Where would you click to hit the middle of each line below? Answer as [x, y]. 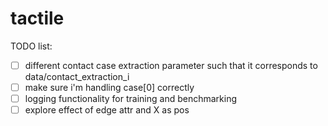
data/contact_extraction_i [77, 76]
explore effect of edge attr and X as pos [107, 110]
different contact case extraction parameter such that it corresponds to [171, 65]
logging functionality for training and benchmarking [130, 99]
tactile [37, 18]
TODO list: [31, 46]
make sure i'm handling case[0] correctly [109, 87]
